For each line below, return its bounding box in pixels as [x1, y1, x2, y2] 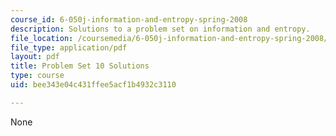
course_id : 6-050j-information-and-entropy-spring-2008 [10, 14, 248, 25]
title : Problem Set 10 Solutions [10, 61, 150, 71]
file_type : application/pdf [10, 42, 128, 53]
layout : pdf [10, 52, 60, 62]
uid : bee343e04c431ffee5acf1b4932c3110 [10, 80, 177, 90]
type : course [10, 71, 65, 81]
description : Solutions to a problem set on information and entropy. [10, 24, 311, 34]
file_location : [10, 33, 74, 43]
